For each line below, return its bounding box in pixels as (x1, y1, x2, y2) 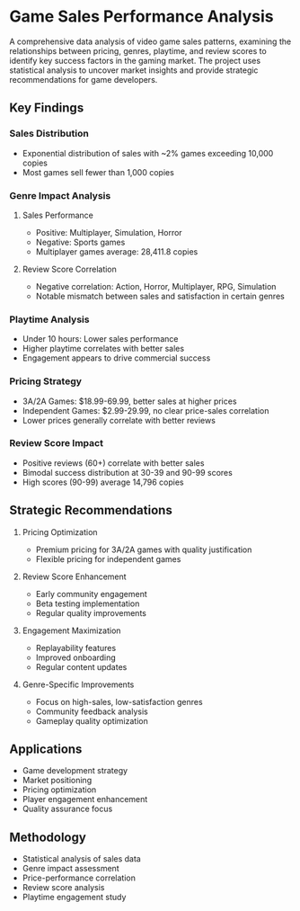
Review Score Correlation (22, 263, 117, 274)
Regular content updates (35, 661, 128, 672)
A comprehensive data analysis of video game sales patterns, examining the (9, 36, 292, 47)
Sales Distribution (9, 128, 90, 140)
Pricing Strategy (9, 375, 83, 388)
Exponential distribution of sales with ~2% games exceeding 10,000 (22, 147, 274, 158)
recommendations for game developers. (9, 74, 158, 85)
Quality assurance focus (22, 803, 113, 815)
